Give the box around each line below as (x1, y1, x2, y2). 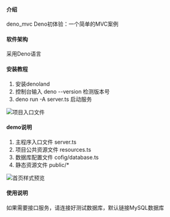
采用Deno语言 (6, 50, 42, 57)
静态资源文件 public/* (15, 161, 69, 168)
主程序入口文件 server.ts (15, 138, 76, 145)
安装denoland (15, 80, 50, 87)
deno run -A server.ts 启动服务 (15, 95, 92, 103)
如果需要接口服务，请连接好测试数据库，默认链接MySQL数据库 (6, 204, 164, 211)
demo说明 (6, 123, 32, 131)
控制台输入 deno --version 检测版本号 (15, 87, 110, 95)
